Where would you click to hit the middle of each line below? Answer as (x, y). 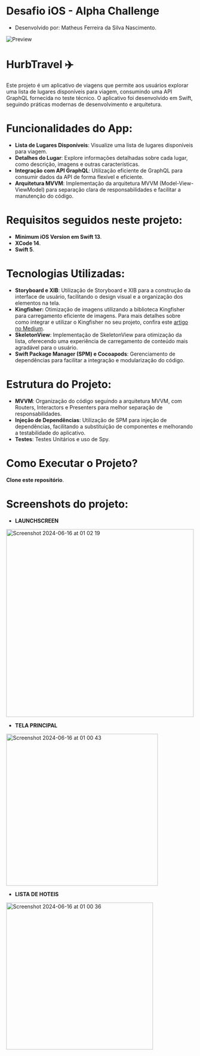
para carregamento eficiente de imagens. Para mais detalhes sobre (98, 315)
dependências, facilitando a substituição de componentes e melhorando (104, 426)
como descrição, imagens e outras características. (77, 164)
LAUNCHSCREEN (37, 521)
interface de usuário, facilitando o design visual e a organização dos (99, 296)
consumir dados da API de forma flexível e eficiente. (79, 177)
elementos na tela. (38, 303)
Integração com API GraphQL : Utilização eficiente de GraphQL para (99, 170)
